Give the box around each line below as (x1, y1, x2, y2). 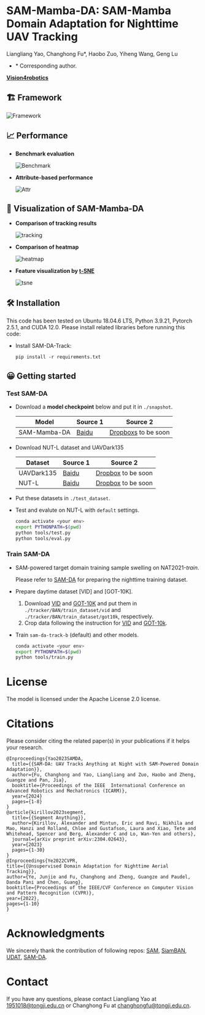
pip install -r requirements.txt (15, 354, 101, 360)
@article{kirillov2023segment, (6, 809, 87, 816)
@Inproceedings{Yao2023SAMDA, (6, 756, 84, 762)
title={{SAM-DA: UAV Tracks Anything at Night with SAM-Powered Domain (12, 761, 199, 767)
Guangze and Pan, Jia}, (6, 777, 68, 783)
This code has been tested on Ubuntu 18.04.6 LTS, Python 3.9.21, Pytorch (6, 317, 193, 324)
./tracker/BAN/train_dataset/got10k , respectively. (24, 613, 153, 620)
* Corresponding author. (15, 62, 77, 69)
